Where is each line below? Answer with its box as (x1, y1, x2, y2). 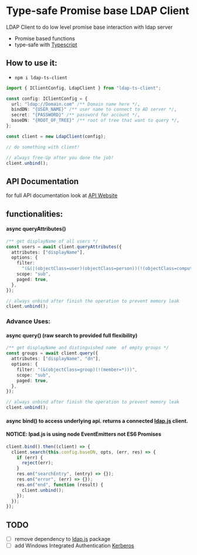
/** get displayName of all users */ (6, 238, 98, 244)
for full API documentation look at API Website (6, 192, 118, 199)
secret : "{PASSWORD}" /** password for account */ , (11, 112, 141, 118)
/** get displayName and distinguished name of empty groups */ (6, 345, 169, 351)
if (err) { (16, 455, 43, 461)
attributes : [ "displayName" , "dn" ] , (11, 356, 101, 362)
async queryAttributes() (6, 225, 66, 232)
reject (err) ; (21, 460, 54, 466)
